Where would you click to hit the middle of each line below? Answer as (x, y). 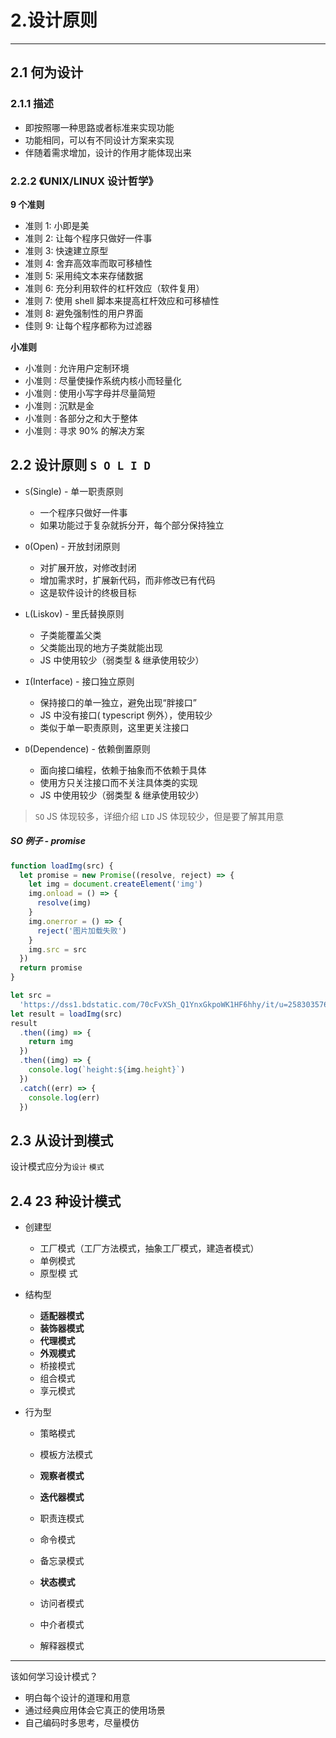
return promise (51, 968)
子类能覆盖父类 (70, 635)
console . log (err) (64, 1097)
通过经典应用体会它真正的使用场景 (95, 1710)
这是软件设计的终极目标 (88, 592)
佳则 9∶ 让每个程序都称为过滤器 (88, 325)
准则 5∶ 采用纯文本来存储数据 (84, 275)
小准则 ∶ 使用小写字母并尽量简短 (90, 393)
